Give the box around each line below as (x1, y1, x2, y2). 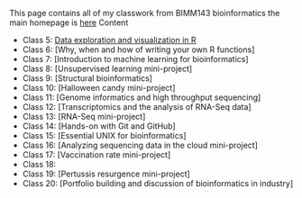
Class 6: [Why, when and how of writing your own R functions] (22, 44, 255, 55)
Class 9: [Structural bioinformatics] (22, 73, 153, 84)
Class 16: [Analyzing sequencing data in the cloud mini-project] (22, 139, 259, 150)
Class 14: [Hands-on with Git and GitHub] (22, 121, 176, 131)
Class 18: (22, 159, 57, 169)
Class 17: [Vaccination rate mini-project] (22, 149, 171, 160)
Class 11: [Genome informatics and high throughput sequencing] (22, 92, 261, 103)
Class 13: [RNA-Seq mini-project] (22, 112, 146, 121)
